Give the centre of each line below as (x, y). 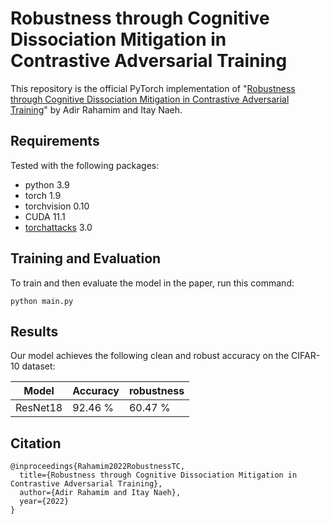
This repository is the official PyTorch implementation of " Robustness (153, 88)
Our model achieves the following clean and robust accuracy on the (150, 356)
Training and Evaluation (86, 258)
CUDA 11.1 (45, 216)
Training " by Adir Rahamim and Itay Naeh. (96, 109)
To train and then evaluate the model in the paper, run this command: (152, 283)
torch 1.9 (43, 195)
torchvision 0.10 (57, 206)
